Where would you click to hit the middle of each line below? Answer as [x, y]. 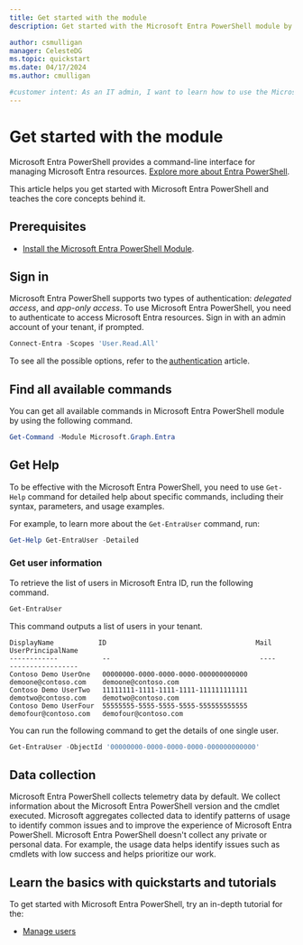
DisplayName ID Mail [141, 642]
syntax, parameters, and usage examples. [87, 506]
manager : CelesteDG [46, 50]
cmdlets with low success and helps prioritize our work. [113, 854]
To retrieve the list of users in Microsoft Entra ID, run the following [132, 583]
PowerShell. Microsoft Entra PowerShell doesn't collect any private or [138, 835]
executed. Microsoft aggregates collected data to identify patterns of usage [150, 816]
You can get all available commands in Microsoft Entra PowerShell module [147, 411]
